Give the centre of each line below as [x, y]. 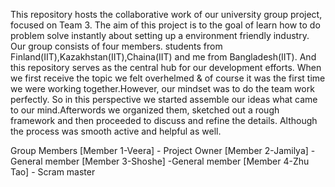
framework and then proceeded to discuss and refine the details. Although [164, 120]
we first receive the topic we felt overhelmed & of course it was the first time [168, 78]
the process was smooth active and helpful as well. [116, 131]
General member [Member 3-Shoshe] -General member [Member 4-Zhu [160, 161]
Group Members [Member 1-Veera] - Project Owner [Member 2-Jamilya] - [163, 150]
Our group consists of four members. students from [116, 46]
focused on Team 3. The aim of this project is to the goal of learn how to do [165, 25]
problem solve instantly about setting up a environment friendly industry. [160, 35]
